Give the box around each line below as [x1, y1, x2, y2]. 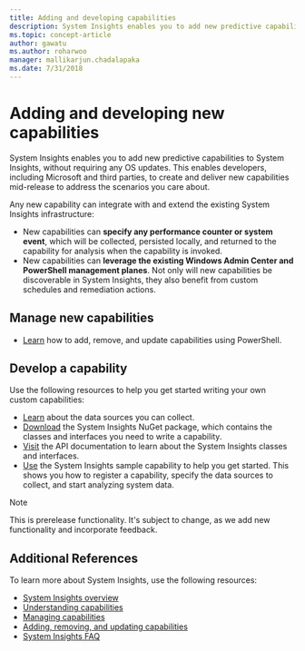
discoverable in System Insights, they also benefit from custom [22, 274, 259, 285]
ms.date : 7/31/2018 [9, 64, 84, 74]
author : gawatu [9, 38, 67, 48]
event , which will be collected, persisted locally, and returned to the [22, 235, 277, 246]
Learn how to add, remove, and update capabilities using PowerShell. [22, 334, 282, 345]
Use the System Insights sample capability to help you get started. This [22, 460, 289, 471]
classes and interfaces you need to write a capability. [22, 431, 222, 442]
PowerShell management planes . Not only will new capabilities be [22, 264, 272, 275]
